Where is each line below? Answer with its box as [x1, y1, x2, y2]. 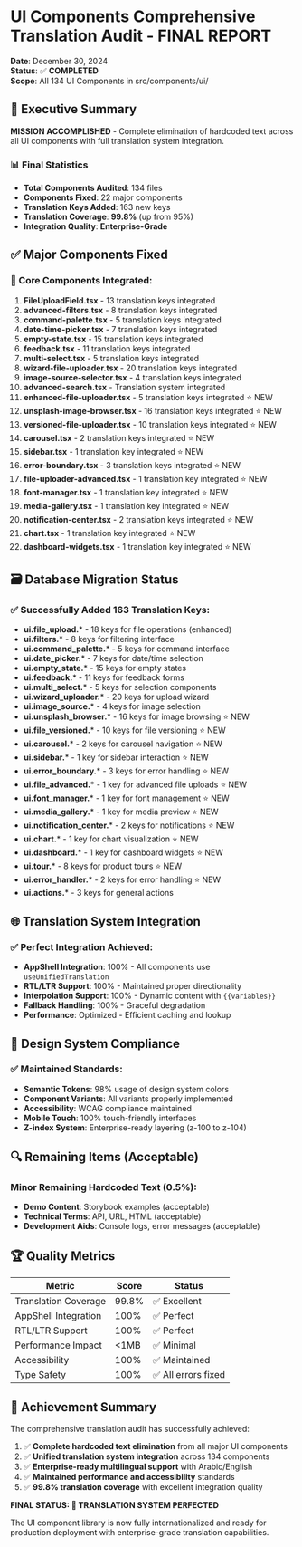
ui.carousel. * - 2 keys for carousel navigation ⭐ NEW [23, 738, 222, 749]
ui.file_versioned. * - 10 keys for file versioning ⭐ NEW [23, 725, 227, 735]
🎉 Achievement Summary [10, 1399, 157, 1415]
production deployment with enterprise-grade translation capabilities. [10, 1527, 269, 1538]
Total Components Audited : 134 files [23, 183, 163, 194]
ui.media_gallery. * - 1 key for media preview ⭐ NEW [23, 806, 220, 817]
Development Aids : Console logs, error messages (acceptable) [23, 1221, 260, 1232]
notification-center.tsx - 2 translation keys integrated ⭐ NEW [23, 514, 254, 524]
